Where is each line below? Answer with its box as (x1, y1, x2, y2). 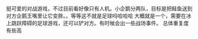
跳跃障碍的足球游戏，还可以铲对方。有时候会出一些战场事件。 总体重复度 (11, 20, 189, 26)
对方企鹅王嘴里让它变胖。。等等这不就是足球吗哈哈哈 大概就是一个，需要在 (6, 12, 186, 19)
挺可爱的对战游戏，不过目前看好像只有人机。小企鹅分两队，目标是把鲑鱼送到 (6, 5, 193, 12)
